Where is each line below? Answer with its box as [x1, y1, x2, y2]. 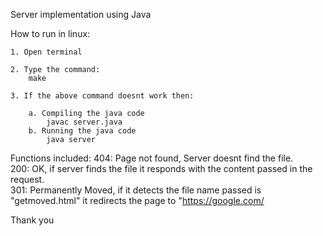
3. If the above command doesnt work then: [10, 91, 195, 101]
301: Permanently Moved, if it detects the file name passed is [10, 184, 262, 196]
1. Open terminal [10, 47, 83, 57]
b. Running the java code [28, 126, 137, 136]
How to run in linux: [10, 28, 91, 39]
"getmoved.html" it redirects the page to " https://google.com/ [10, 195, 265, 206]
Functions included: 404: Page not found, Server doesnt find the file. [10, 152, 294, 164]
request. [10, 174, 45, 185]
